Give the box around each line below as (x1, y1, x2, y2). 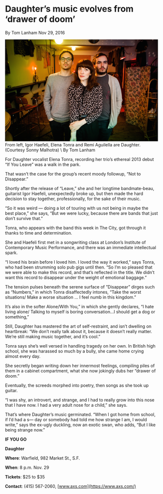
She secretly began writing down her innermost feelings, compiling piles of (5, 363, 155, 369)
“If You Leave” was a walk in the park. (5, 161, 81, 168)
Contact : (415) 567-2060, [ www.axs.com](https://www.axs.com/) (5, 483, 136, 489)
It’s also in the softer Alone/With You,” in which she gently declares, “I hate (5, 304, 154, 310)
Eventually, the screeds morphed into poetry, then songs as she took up (5, 382, 149, 388)
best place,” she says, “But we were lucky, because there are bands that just (5, 210, 158, 216)
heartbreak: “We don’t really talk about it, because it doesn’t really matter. (5, 329, 152, 335)
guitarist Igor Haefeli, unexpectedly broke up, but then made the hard (5, 191, 144, 197)
